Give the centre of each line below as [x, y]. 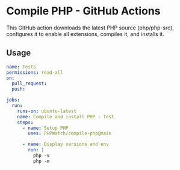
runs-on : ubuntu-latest [47, 111]
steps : [25, 122]
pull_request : [29, 83]
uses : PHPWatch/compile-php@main [70, 133]
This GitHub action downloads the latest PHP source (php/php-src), [90, 28]
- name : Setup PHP [45, 128]
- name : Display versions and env [66, 144]
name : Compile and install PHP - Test [66, 117]
